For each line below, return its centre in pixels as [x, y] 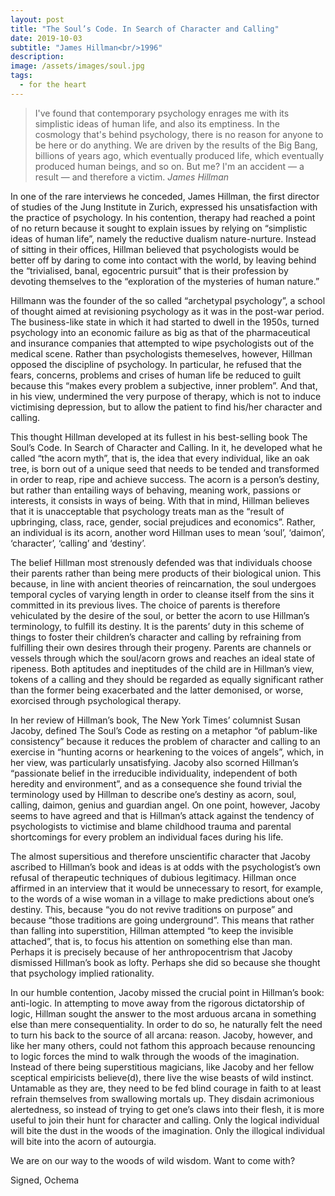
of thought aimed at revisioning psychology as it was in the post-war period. [167, 311]
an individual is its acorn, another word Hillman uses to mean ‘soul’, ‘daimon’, [168, 532]
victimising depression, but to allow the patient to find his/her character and [166, 407]
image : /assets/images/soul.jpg [77, 66]
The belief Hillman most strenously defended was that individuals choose [161, 562]
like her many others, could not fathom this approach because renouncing [163, 1045]
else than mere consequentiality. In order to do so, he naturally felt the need [166, 1024]
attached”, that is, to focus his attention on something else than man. [151, 941]
